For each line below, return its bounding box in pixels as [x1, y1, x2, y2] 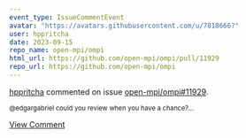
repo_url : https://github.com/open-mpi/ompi [9, 63, 176, 72]
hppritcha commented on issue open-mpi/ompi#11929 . [9, 86, 209, 97]
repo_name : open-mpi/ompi [9, 46, 104, 55]
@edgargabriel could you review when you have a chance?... [9, 103, 195, 112]
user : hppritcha [9, 29, 69, 38]
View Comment [9, 119, 65, 129]
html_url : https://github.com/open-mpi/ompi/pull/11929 [9, 54, 219, 63]
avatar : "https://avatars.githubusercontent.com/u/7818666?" [9, 21, 240, 30]
